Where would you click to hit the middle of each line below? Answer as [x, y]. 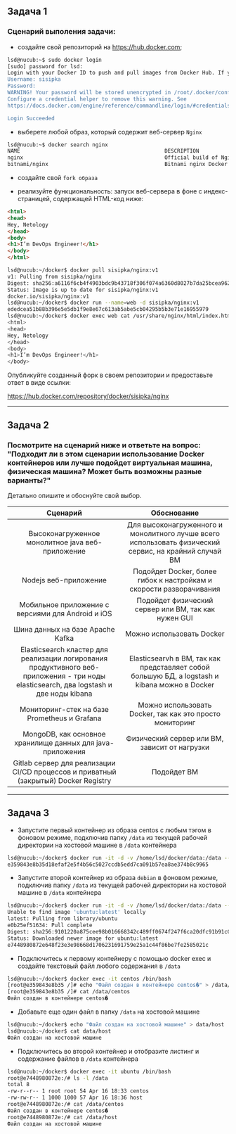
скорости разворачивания [175, 589]
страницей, [34, 199]
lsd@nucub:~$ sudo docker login [54, 60]
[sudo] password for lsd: [45, 66]
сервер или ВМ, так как [175, 609]
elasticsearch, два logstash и [64, 684]
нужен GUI [175, 618]
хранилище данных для [54, 743]
